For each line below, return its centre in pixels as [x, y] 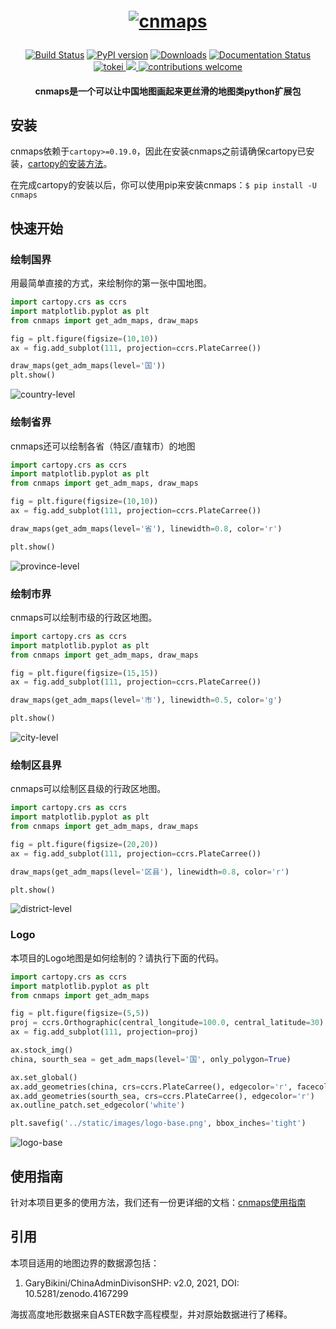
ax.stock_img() [42, 1050]
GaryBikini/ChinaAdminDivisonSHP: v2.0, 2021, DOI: [132, 1283]
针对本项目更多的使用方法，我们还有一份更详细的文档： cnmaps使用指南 [158, 1202]
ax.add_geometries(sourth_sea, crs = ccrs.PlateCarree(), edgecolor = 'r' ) [162, 1096]
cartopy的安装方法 [66, 164]
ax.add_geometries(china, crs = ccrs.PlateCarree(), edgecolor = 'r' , [151, 1087]
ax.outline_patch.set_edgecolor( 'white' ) [98, 1105]
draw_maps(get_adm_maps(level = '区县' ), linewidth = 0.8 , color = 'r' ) [150, 872]
